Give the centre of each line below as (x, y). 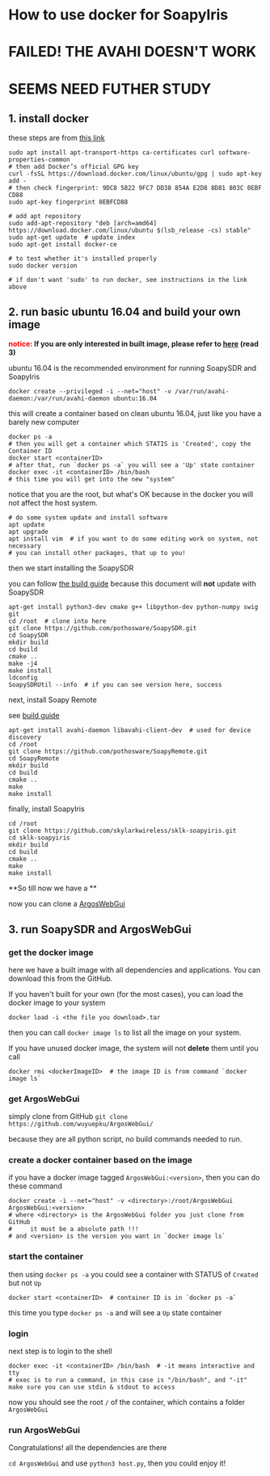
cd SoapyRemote (34, 759)
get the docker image (51, 952)
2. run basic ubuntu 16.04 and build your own (124, 311)
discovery (25, 738)
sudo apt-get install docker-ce (63, 245)
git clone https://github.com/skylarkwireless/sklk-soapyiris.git (122, 831)
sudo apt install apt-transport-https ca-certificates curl (112, 153)
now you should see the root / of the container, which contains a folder (127, 1402)
